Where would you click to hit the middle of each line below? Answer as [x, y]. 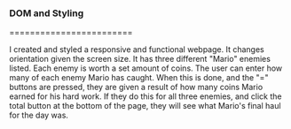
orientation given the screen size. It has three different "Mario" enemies [140, 59]
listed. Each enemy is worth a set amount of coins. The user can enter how [146, 68]
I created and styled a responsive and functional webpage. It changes [137, 49]
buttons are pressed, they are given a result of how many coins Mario [136, 87]
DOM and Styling [47, 13]
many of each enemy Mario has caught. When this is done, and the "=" [139, 78]
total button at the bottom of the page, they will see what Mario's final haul [145, 106]
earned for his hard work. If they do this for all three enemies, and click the [145, 96]
